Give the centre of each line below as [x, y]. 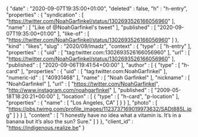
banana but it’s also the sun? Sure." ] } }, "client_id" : [70, 121]
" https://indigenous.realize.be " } [45, 128]
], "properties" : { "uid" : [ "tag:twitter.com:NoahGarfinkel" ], [94, 71]
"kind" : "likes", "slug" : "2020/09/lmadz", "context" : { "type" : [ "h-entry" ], [99, 46]
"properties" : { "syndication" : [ [45, 15]
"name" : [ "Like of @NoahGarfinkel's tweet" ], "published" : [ [81, 27]
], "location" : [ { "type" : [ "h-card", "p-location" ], [118, 96]
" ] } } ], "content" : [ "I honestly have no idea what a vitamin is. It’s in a [95, 115]
